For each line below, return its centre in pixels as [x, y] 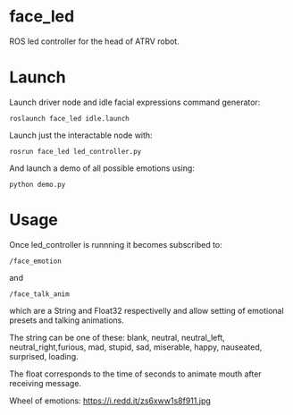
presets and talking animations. [67, 320]
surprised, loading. [44, 356]
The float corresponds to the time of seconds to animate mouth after [135, 374]
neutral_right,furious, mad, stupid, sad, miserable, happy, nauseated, [136, 347]
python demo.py [38, 184]
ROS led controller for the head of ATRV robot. [95, 41]
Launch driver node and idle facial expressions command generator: [135, 102]
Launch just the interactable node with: [81, 135]
